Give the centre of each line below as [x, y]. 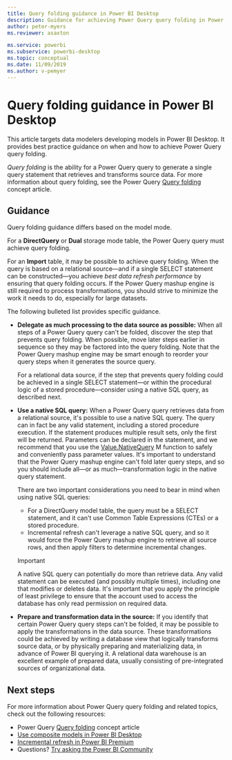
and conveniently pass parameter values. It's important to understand [116, 455]
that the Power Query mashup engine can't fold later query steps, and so [121, 462]
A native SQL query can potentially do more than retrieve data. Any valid [120, 574]
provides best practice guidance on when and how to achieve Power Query [114, 146]
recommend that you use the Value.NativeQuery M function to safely [115, 447]
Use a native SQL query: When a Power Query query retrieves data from [120, 410]
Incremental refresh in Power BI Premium [76, 742]
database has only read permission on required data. [92, 604]
